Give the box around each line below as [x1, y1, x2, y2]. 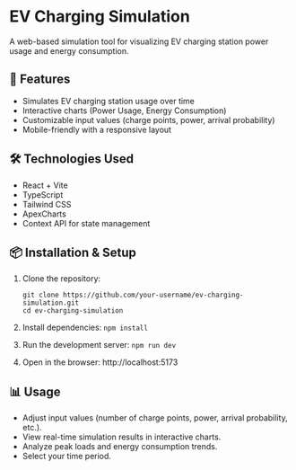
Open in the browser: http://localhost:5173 [22, 357, 178, 368]
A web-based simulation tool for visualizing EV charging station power [9, 36, 269, 47]
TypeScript [22, 189, 64, 200]
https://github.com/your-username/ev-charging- [62, 290, 244, 300]
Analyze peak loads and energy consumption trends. [22, 441, 218, 452]
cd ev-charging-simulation [22, 306, 124, 315]
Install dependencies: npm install [22, 322, 148, 333]
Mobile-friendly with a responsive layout [22, 124, 172, 135]
